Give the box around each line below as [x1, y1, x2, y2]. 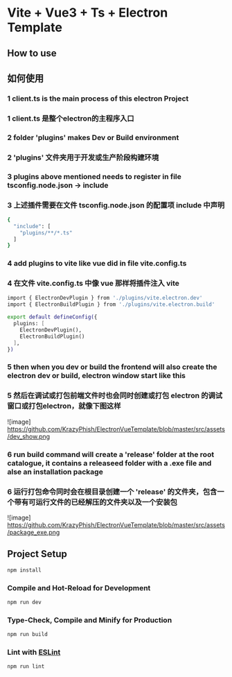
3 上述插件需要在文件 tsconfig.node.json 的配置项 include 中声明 [7, 200, 225, 209]
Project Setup [7, 548, 68, 560]
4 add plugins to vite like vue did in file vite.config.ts [7, 259, 187, 268]
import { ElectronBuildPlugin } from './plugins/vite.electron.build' [7, 301, 215, 308]
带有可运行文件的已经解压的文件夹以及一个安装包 [14, 497, 178, 507]
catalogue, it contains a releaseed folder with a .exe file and [7, 458, 212, 468]
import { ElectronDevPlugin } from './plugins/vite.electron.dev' [7, 295, 203, 302]
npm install [7, 567, 42, 574]
